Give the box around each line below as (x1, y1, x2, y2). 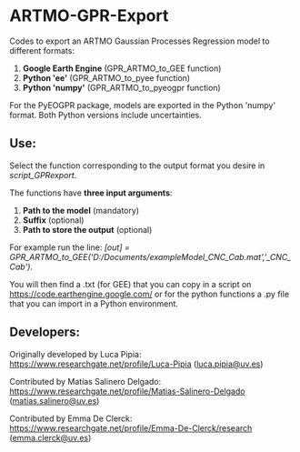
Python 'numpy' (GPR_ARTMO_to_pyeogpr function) (22, 82, 221, 93)
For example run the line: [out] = (9, 242, 130, 253)
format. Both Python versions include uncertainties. (9, 109, 202, 120)
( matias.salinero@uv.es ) (9, 395, 100, 406)
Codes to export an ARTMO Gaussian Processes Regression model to (9, 35, 270, 46)
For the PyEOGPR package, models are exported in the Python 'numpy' (9, 99, 276, 110)
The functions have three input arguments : (9, 187, 173, 198)
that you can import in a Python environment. (9, 297, 179, 309)
